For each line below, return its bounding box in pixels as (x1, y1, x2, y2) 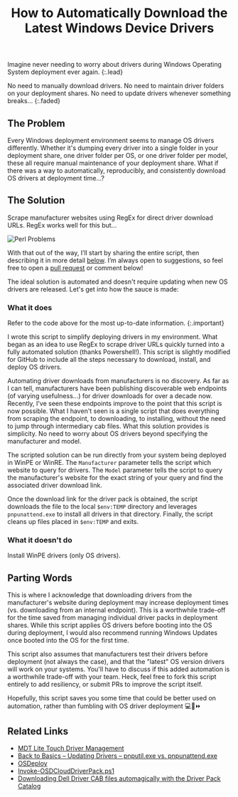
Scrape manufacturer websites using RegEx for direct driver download (7, 213, 213, 222)
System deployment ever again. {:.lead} (7, 68, 123, 76)
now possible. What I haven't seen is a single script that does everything (7, 407, 220, 415)
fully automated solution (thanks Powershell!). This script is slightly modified (7, 348, 231, 356)
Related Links (7, 725, 69, 737)
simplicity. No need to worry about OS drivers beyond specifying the (7, 429, 208, 438)
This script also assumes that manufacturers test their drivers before (7, 650, 208, 658)
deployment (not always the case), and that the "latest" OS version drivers (7, 658, 225, 666)
